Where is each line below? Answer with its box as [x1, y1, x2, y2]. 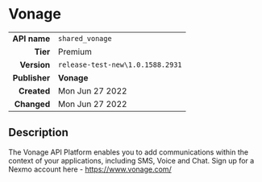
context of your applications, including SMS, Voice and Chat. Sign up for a [8, 155, 255, 165]
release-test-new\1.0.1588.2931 [57, 60, 183, 69]
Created [19, 85, 51, 97]
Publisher [12, 72, 51, 83]
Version [19, 59, 51, 70]
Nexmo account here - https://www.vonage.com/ [8, 164, 172, 174]
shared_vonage [57, 34, 112, 43]
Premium [57, 46, 93, 57]
